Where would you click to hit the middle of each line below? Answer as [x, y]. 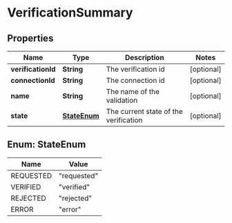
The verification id [135, 69]
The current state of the [144, 111]
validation [122, 100]
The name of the [133, 91]
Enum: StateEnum [47, 145]
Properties [30, 38]
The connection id [135, 80]
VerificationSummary [70, 13]
